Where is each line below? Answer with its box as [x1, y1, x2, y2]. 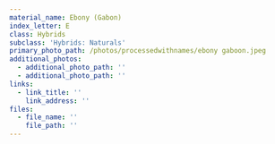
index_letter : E [9, 21, 70, 30]
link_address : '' [25, 96, 90, 106]
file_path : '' [25, 122, 78, 131]
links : [9, 80, 34, 89]
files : [9, 105, 34, 114]
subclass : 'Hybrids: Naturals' [9, 38, 126, 47]
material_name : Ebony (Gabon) [9, 13, 123, 22]
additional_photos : [9, 55, 82, 64]
